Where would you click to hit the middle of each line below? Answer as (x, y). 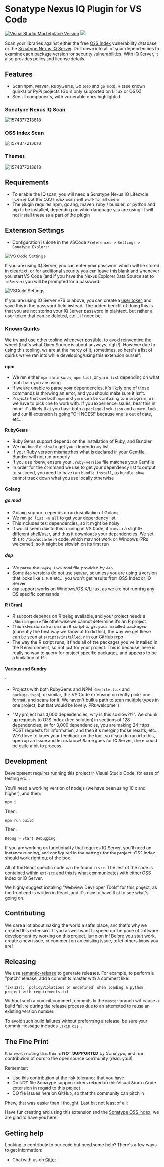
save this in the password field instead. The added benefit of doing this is (79, 306)
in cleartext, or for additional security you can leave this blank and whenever (82, 271)
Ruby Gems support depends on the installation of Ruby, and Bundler (82, 441)
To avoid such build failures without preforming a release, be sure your (76, 1021)
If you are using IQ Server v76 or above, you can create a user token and (78, 300)
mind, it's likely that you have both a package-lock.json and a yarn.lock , (85, 408)
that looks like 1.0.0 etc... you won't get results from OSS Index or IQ (82, 578)
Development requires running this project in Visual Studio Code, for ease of (82, 773)
